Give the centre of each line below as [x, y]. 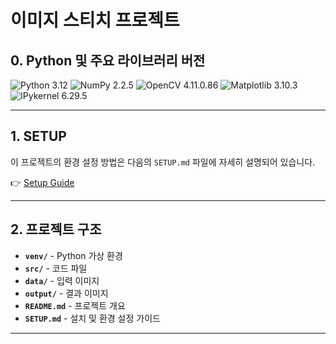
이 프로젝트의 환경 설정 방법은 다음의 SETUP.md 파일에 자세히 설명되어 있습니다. [163, 162]
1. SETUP [38, 136]
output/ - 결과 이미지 [66, 293]
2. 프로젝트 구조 [56, 229]
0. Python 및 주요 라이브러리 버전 [108, 60]
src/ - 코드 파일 [56, 268]
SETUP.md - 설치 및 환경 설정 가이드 [92, 318]
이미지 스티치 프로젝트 [95, 20]
